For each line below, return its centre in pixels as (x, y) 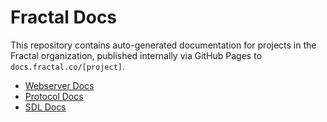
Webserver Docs (59, 85)
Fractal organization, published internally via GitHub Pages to (136, 55)
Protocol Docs (54, 96)
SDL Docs (45, 107)
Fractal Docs (64, 17)
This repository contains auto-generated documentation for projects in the (163, 45)
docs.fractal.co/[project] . (68, 66)
